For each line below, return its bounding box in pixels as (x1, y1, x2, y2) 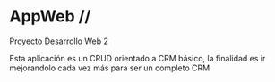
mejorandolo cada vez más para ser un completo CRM (9, 62, 211, 73)
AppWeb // (9, 6, 91, 27)
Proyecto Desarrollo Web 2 (9, 36, 109, 46)
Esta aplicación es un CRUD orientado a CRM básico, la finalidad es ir (9, 53, 266, 63)
